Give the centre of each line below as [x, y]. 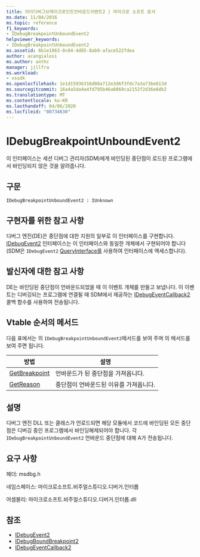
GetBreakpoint [29, 373]
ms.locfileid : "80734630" [38, 112]
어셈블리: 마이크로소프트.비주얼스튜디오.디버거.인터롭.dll [71, 500]
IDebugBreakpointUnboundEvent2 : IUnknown [60, 201]
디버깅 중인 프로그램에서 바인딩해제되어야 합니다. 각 [77, 430]
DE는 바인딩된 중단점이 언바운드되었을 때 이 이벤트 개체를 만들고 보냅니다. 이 [95, 287]
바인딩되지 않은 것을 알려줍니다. [49, 166]
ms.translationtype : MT [36, 95]
